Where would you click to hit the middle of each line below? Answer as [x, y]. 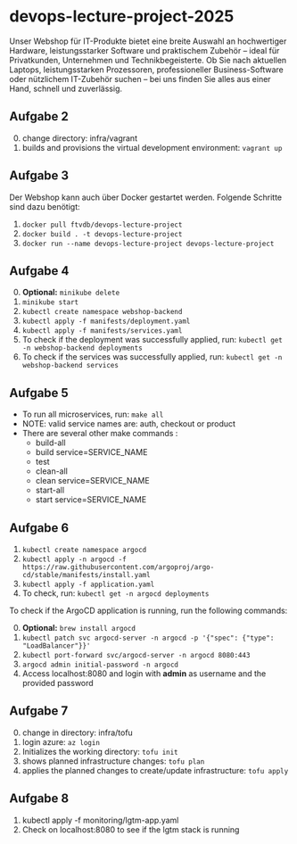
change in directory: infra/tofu [78, 732]
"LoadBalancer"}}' [56, 646]
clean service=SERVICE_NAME [92, 481]
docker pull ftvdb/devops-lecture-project [102, 225]
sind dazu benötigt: [45, 206]
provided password [58, 683]
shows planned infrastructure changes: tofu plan [113, 761]
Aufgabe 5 [39, 393]
